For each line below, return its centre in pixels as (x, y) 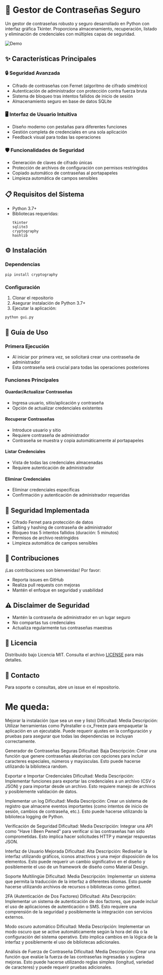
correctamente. (20, 741)
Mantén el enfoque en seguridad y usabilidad (58, 590)
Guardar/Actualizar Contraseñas (39, 392)
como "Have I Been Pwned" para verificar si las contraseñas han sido (75, 832)
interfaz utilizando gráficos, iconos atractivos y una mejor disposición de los (82, 856)
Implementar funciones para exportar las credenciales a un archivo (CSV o (80, 781)
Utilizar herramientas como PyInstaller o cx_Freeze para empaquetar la (76, 726)
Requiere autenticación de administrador (53, 468)
